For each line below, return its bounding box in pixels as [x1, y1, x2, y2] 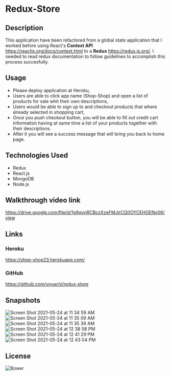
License [5, 351, 31, 360]
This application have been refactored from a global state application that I [5, 37, 162, 43]
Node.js [12, 181, 30, 187]
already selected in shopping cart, [12, 109, 85, 115]
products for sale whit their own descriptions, [12, 98, 109, 104]
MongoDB [12, 175, 34, 182]
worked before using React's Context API [5, 43, 93, 49]
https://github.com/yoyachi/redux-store [5, 281, 89, 287]
